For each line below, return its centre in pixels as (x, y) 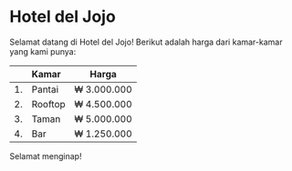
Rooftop (48, 104)
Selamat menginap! (46, 156)
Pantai (45, 89)
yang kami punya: (43, 51)
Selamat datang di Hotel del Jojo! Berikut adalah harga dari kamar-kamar (146, 42)
